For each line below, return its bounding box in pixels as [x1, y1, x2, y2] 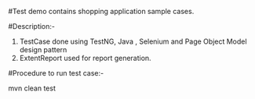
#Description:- [8, 22, 55, 30]
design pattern [19, 45, 67, 54]
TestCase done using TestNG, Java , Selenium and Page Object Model [19, 37, 247, 46]
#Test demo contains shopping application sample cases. [8, 7, 195, 16]
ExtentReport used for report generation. [19, 54, 151, 62]
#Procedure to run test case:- [8, 69, 104, 77]
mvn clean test [8, 83, 56, 93]
